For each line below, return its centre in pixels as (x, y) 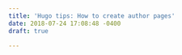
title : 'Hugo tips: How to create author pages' (92, 16)
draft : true (28, 31)
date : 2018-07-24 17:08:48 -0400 (65, 23)
